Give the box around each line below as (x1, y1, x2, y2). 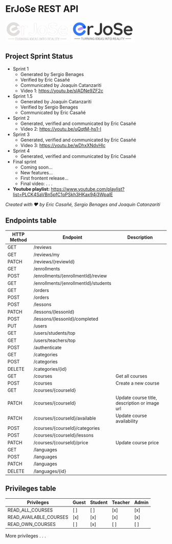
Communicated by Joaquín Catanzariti (20, 82, 101, 88)
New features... (20, 169, 53, 175)
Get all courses (115, 373, 147, 379)
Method (10, 237, 27, 243)
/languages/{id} (33, 468, 67, 474)
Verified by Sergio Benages (20, 104, 78, 110)
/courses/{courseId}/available (33, 415, 96, 422)
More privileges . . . (5, 533, 46, 539)
